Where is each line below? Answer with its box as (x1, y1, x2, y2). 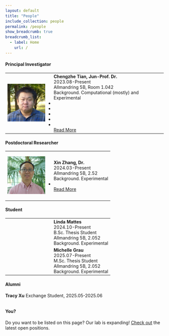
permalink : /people (5, 24, 46, 29)
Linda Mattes (53, 218, 82, 225)
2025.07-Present (53, 252, 91, 258)
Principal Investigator (5, 61, 51, 67)
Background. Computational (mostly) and (53, 89, 139, 95)
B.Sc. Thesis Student (53, 229, 97, 236)
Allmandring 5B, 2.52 (53, 170, 98, 176)
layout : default (5, 8, 39, 13)
